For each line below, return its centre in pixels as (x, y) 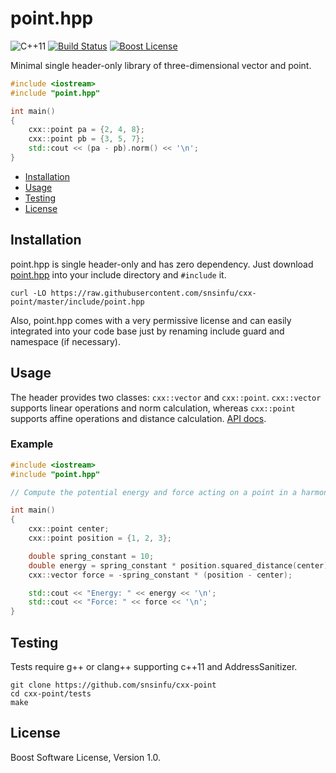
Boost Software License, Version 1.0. (86, 757)
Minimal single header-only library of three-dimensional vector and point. (161, 65)
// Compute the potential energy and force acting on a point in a (154, 492)
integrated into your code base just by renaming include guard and (147, 331)
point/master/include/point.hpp (77, 302)
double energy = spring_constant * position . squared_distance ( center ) (178, 565)
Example (32, 444)
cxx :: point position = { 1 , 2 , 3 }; (100, 538)
